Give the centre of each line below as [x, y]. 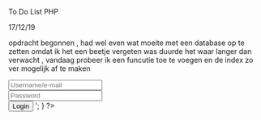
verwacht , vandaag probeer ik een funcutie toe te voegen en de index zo [131, 60]
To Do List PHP [34, 12]
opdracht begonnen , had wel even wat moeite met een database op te [126, 43]
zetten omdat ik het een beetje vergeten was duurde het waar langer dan [130, 51]
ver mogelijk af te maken [49, 68]
